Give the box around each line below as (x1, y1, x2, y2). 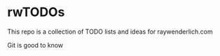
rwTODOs (7, 4, 65, 20)
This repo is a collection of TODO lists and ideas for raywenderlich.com (7, 27, 213, 36)
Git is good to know (7, 41, 64, 49)
